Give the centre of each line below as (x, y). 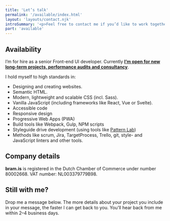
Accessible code (30, 108)
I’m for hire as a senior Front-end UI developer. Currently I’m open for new (83, 61)
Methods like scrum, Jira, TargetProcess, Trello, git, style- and (77, 135)
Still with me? (27, 190)
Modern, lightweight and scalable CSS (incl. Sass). (65, 97)
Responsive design (32, 113)
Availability (23, 49)
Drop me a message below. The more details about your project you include (84, 202)
